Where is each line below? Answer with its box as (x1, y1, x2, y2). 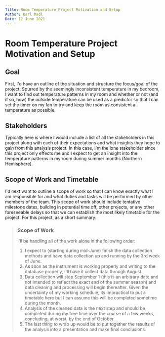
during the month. (24, 300, 61, 306)
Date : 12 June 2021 (5, 16, 45, 21)
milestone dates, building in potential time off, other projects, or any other (5, 204, 155, 210)
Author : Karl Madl (5, 12, 43, 17)
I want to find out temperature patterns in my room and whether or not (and (5, 91, 159, 97)
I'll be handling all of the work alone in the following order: (17, 238, 136, 244)
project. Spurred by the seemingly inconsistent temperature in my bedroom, (5, 86, 160, 92)
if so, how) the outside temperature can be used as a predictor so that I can (5, 97, 159, 103)
